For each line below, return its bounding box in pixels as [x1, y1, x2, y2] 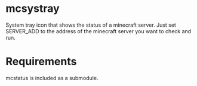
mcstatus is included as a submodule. [5, 74, 98, 81]
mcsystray [5, 2, 60, 15]
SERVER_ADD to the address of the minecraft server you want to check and [5, 27, 192, 34]
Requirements [5, 55, 77, 68]
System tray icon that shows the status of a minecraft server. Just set [5, 21, 177, 28]
